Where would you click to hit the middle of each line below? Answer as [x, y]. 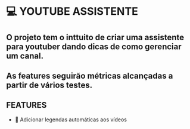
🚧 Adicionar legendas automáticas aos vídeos [71, 120]
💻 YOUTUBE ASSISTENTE [72, 12]
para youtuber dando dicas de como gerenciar [94, 46]
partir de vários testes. [49, 85]
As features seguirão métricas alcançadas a [90, 75]
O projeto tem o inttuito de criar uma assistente [95, 37]
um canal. [25, 56]
